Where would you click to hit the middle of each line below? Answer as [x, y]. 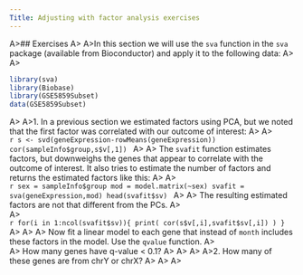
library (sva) [34, 79]
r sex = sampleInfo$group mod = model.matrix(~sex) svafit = [127, 186]
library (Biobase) [42, 88]
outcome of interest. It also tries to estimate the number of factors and [140, 168]
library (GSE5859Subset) [54, 96]
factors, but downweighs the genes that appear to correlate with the [137, 158]
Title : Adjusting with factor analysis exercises [105, 18]
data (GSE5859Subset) [48, 105]
